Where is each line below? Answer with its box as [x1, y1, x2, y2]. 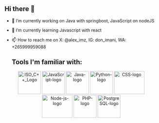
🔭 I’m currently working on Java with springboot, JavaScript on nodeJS [11, 18, 155, 23]
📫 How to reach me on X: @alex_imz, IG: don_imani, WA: [11, 37, 127, 43]
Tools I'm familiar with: [11, 58, 82, 66]
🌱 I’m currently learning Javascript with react [11, 27, 102, 33]
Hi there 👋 [4, 5, 35, 13]
